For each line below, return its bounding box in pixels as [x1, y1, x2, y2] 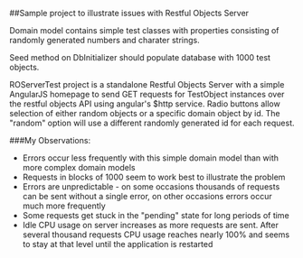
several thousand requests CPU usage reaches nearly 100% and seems [22, 229, 290, 240]
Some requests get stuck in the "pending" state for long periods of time [22, 210, 289, 220]
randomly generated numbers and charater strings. [9, 35, 201, 45]
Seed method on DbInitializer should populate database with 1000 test [9, 52, 271, 62]
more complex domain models [22, 162, 136, 172]
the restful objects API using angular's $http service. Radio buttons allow [9, 98, 280, 109]
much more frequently [22, 200, 106, 211]
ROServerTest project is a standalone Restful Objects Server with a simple [9, 79, 285, 89]
